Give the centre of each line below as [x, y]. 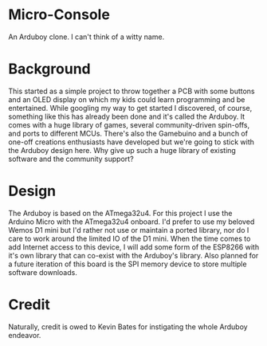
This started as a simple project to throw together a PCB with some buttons [132, 91]
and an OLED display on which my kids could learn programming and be [127, 99]
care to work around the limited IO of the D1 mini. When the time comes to [130, 238]
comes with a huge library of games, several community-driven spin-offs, [129, 124]
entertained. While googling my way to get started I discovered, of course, [130, 108]
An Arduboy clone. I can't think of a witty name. [86, 37]
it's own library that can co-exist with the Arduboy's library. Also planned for [133, 255]
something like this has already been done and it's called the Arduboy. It [127, 116]
